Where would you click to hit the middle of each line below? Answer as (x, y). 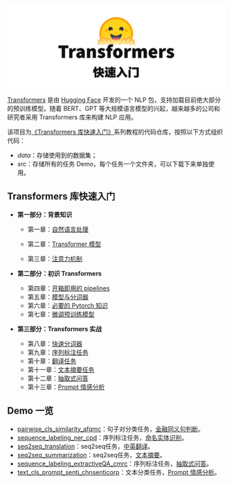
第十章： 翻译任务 (52, 361)
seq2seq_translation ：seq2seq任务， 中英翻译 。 (85, 446)
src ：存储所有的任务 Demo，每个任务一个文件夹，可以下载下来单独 (113, 164)
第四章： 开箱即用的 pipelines (68, 288)
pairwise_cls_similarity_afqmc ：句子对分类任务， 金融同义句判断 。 (111, 429)
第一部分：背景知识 (45, 214)
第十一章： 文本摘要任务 (61, 369)
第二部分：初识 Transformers (59, 273)
